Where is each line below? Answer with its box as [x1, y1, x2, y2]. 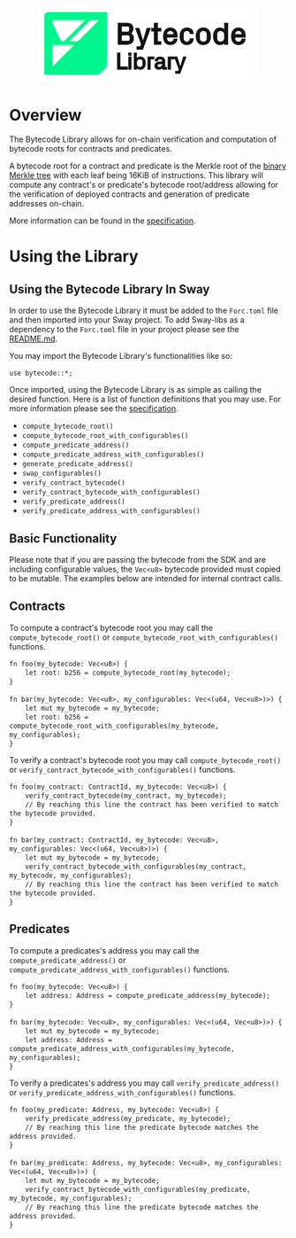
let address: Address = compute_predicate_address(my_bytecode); [25, 991, 271, 1000]
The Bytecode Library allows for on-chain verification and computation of [9, 134, 277, 144]
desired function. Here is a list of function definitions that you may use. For [9, 393, 281, 405]
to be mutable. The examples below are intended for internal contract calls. [9, 573, 283, 584]
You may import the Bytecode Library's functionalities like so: [9, 351, 232, 362]
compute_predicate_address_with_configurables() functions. [9, 964, 231, 975]
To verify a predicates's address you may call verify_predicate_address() [9, 1078, 280, 1088]
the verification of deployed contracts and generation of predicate [9, 189, 250, 199]
